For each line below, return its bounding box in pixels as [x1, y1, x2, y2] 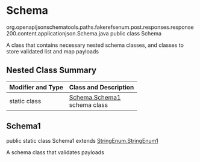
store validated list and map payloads [6, 47, 99, 55]
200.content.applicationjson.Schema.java [6, 29, 110, 37]
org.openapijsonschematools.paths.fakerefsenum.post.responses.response [6, 23, 194, 31]
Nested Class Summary [6, 65, 97, 76]
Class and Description [69, 83, 134, 91]
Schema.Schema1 [69, 93, 121, 101]
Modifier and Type [9, 83, 63, 91]
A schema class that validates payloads [6, 148, 104, 156]
